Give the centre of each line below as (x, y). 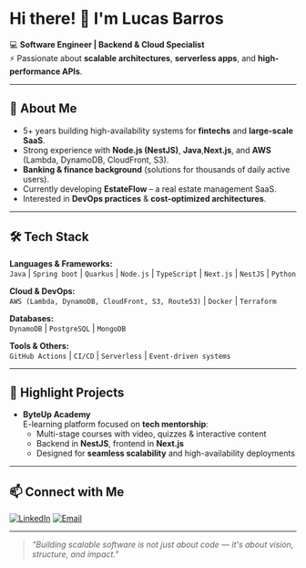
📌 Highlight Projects (67, 392)
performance (35, 71)
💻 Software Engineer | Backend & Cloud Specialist (107, 44)
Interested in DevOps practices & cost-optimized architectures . (144, 198)
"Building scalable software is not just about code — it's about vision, (163, 545)
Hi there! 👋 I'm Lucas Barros (117, 19)
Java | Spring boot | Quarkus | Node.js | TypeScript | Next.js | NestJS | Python (153, 273)
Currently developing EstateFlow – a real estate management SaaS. (149, 189)
